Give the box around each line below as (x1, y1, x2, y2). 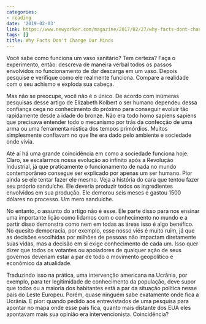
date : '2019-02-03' (6, 20, 56, 26)
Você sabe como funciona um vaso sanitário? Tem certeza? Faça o (6, 55, 176, 61)
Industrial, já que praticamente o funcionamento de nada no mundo (6, 163, 177, 170)
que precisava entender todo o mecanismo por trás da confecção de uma (6, 118, 193, 126)
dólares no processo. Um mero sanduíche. (6, 196, 114, 202)
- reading (6, 15, 32, 21)
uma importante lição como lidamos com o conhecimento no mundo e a (6, 214, 188, 221)
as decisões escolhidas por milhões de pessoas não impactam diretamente (6, 234, 197, 241)
